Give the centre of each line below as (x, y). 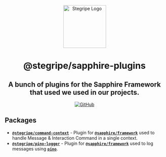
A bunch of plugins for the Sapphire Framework (85, 84)
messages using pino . (35, 148)
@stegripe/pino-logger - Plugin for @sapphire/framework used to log (83, 143)
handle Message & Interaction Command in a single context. (75, 138)
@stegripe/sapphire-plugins (85, 66)
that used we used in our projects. (85, 92)
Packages (20, 120)
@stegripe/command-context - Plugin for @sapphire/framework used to (83, 132)
